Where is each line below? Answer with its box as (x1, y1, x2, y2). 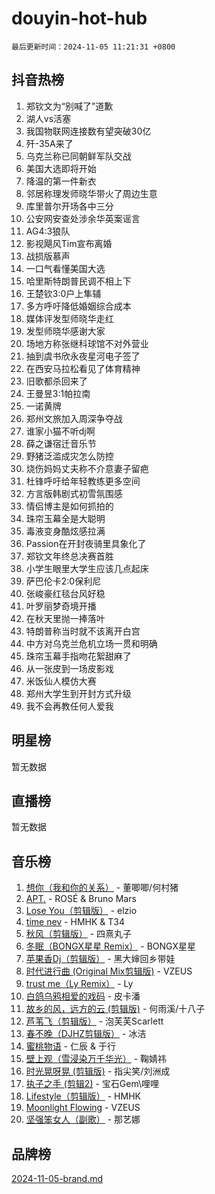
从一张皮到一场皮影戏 (25, 662, 114, 674)
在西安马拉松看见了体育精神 (25, 362, 141, 374)
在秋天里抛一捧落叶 (25, 612, 106, 624)
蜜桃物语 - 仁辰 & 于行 (25, 1040, 117, 1052)
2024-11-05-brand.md (11, 1173, 103, 1184)
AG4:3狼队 (25, 225, 71, 237)
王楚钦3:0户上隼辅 (25, 287, 102, 299)
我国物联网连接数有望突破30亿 (25, 125, 152, 137)
